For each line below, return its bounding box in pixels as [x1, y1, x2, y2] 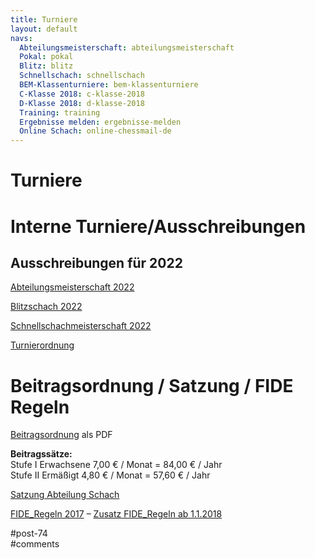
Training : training [19, 107, 101, 118]
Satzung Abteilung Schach [10, 489, 120, 501]
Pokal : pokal [19, 52, 74, 62]
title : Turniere [10, 14, 78, 25]
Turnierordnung [10, 339, 75, 351]
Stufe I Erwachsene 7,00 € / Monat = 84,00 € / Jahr [10, 459, 223, 471]
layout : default [10, 24, 78, 34]
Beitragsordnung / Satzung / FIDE [10, 374, 294, 397]
